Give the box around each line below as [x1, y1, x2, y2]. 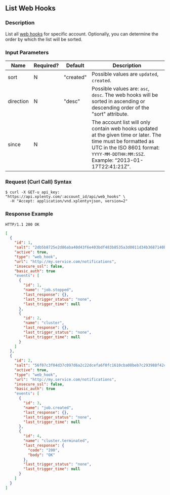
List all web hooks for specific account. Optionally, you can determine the [5, 30, 158, 37]
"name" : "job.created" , [23, 405, 73, 410]
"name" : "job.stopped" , [23, 288, 73, 293]
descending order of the [92, 104, 149, 111]
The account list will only [92, 119, 151, 126]
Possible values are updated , [92, 70, 159, 78]
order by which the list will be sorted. [5, 36, 82, 42]
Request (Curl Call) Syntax [5, 178, 72, 185]
